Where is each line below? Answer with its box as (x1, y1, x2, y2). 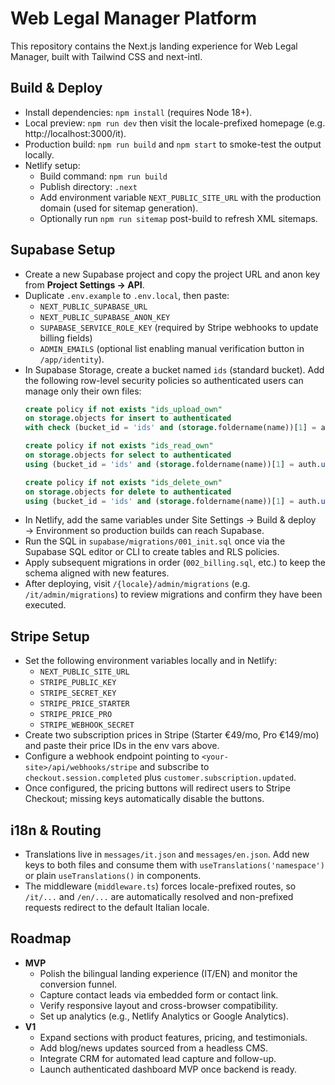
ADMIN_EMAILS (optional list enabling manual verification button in (39, 342, 305, 354)
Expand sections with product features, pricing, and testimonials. (39, 1031, 308, 1043)
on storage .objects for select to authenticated (24, 450, 232, 461)
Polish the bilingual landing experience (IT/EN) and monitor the (39, 967, 298, 979)
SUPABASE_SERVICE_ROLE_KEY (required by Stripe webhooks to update (39, 321, 319, 333)
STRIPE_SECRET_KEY (39, 688, 117, 699)
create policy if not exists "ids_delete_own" (24, 477, 223, 487)
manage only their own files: (24, 385, 142, 397)
